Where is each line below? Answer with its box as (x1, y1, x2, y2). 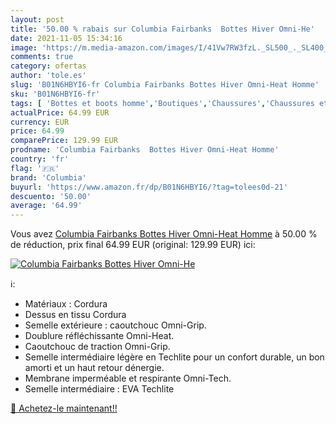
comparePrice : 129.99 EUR (10, 136, 118, 146)
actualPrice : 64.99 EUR (10, 107, 110, 118)
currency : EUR (10, 117, 70, 127)
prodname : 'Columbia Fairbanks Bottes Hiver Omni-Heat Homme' (10, 145, 280, 155)
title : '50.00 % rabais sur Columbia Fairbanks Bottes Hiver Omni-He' (10, 24, 315, 34)
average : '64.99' (10, 201, 83, 211)
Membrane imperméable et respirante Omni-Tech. (24, 372, 232, 385)
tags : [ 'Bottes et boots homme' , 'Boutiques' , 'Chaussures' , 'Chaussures (10, 98, 315, 108)
